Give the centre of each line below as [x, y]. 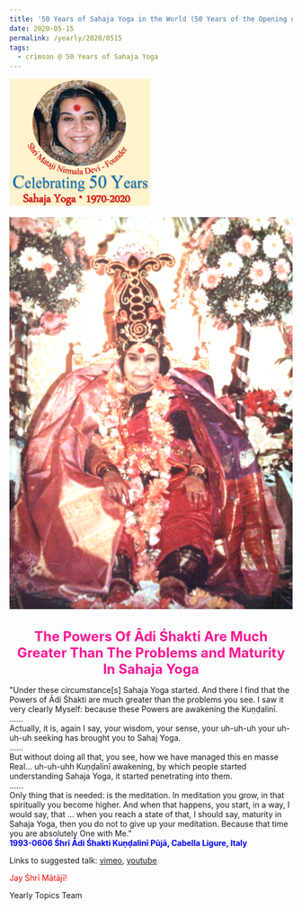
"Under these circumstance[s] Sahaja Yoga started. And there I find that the [150, 690]
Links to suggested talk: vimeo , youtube [83, 860]
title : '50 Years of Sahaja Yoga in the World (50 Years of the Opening [148, 19]
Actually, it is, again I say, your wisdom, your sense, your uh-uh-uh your [142, 728]
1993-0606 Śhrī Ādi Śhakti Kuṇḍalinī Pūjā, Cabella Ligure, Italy [129, 843]
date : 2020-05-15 [42, 28]
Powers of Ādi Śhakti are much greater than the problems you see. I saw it [147, 700]
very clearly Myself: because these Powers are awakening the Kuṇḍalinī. [144, 709]
